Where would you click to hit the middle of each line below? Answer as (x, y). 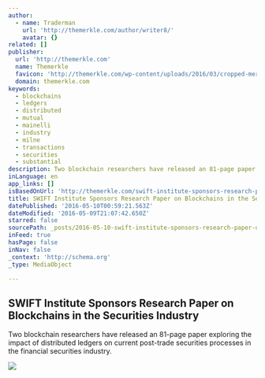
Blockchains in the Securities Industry (104, 315)
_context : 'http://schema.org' (60, 257)
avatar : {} (40, 37)
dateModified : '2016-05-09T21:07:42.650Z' (79, 213)
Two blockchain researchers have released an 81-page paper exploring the (130, 335)
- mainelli (33, 125)
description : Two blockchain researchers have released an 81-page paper (132, 169)
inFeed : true (30, 235)
